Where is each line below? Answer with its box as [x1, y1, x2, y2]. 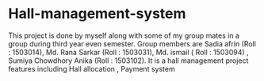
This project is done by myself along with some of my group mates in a [8, 31, 240, 40]
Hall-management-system [8, 5, 186, 23]
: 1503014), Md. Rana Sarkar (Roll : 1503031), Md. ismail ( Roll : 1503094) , [8, 47, 249, 57]
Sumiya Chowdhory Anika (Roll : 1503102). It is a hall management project [8, 56, 249, 65]
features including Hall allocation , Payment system [8, 64, 176, 73]
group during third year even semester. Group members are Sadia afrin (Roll [8, 39, 256, 48]
